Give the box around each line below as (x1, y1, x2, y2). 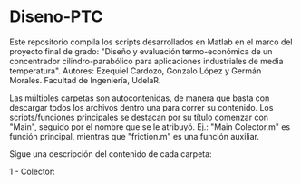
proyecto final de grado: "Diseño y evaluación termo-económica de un (9, 45, 273, 56)
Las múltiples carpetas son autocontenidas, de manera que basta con (9, 92, 270, 103)
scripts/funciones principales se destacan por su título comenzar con (9, 111, 269, 122)
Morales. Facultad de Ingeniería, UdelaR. (9, 74, 161, 85)
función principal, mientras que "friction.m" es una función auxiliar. (9, 131, 260, 141)
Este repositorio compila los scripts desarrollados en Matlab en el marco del (9, 36, 293, 47)
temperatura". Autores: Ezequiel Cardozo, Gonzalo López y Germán (9, 65, 262, 76)
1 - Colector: (9, 166, 56, 177)
